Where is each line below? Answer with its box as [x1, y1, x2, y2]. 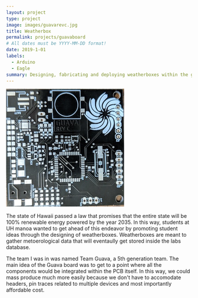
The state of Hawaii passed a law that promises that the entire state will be [6, 213, 187, 220]
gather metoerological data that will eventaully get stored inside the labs [6, 237, 181, 244]
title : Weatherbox [6, 28, 51, 34]
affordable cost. [6, 286, 45, 294]
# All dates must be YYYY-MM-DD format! [6, 41, 107, 47]
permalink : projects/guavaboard [6, 34, 85, 41]
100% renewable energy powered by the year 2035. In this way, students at [6, 218, 190, 226]
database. [6, 244, 31, 251]
